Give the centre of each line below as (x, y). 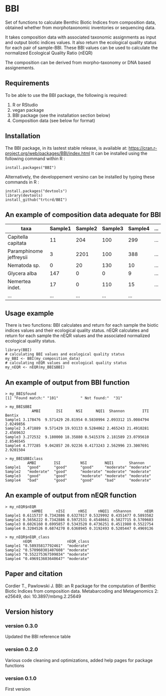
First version (18, 689)
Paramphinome (25, 251)
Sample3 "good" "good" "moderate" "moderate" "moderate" (78, 476)
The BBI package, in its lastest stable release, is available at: (66, 148)
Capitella (18, 237)
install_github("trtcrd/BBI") (36, 200)
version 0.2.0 (21, 650)
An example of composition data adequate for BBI (83, 215)
